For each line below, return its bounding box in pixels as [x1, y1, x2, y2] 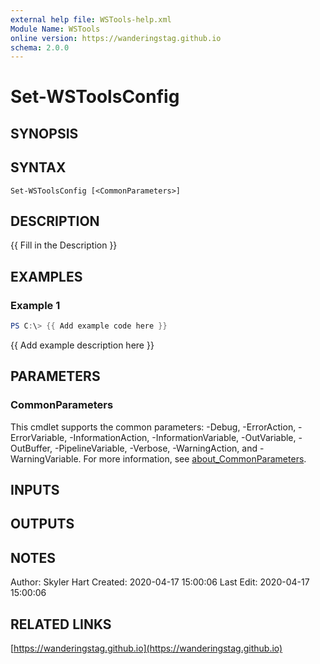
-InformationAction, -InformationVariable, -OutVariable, [69, 431, 297, 443]
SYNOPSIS [10, 125, 79, 142]
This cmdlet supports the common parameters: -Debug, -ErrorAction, [10, 421, 297, 433]
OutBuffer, [10, 442, 53, 454]
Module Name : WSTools [10, 24, 101, 34]
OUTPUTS [10, 516, 75, 533]
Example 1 [10, 298, 61, 312]
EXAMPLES [10, 268, 83, 285]
